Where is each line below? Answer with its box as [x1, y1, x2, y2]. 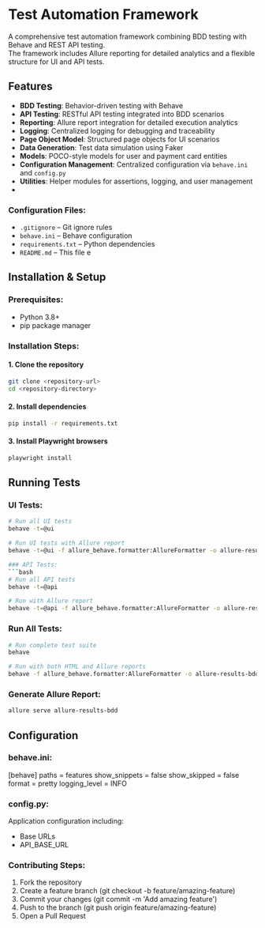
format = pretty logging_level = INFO [8, 779, 128, 788]
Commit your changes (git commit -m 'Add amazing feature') [19, 895, 218, 904]
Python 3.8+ [19, 312, 61, 322]
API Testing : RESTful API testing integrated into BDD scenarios [19, 109, 225, 119]
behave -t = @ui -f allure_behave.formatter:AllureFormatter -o [8, 547, 217, 555]
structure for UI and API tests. [8, 57, 105, 66]
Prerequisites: [8, 294, 64, 305]
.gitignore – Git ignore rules [19, 223, 113, 232]
